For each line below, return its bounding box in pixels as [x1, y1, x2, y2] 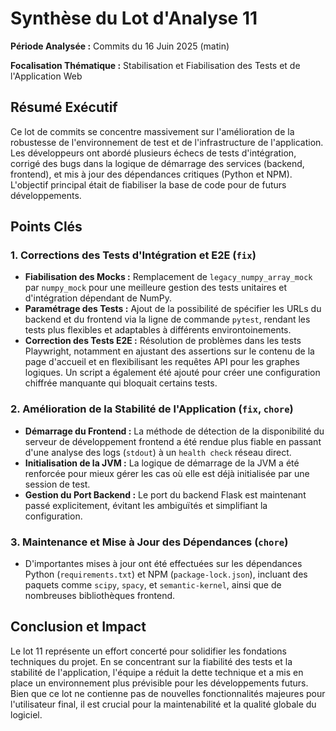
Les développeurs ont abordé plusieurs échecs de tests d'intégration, [10, 147, 297, 159]
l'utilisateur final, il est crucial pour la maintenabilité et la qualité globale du [10, 698, 317, 710]
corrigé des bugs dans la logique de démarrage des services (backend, [10, 157, 305, 169]
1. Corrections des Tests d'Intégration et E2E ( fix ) [10, 248, 257, 262]
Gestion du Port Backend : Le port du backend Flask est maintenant [24, 488, 307, 501]
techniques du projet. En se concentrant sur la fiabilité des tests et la [10, 655, 293, 667]
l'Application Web [10, 70, 83, 82]
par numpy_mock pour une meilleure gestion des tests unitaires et [24, 282, 288, 294]
